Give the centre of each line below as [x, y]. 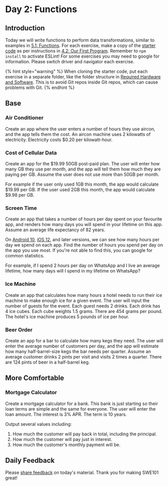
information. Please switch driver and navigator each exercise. [70, 61]
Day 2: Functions [41, 9]
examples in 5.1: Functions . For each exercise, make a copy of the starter [80, 46]
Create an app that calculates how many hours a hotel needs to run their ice [84, 295]
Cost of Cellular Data [31, 153]
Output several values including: [38, 424]
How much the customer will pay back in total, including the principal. [85, 434]
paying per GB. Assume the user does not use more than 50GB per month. [82, 174]
